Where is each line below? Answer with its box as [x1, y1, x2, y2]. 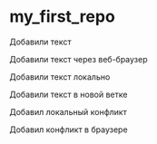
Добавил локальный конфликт [9, 106, 127, 117]
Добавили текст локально [9, 71, 111, 82]
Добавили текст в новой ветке [9, 89, 128, 100]
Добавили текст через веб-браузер [9, 53, 148, 64]
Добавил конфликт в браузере [9, 124, 129, 135]
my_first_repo [9, 6, 115, 27]
